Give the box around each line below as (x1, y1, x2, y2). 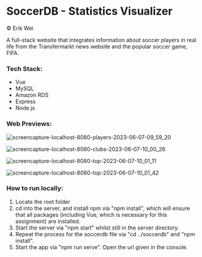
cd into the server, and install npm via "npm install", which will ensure (15, 205, 190, 212)
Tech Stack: (6, 64, 43, 73)
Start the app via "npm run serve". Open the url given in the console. (15, 243, 188, 251)
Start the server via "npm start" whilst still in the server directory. (15, 224, 179, 231)
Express (15, 98, 36, 105)
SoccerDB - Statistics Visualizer (6, 4, 173, 18)
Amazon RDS (15, 92, 49, 99)
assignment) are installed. (15, 217, 81, 225)
